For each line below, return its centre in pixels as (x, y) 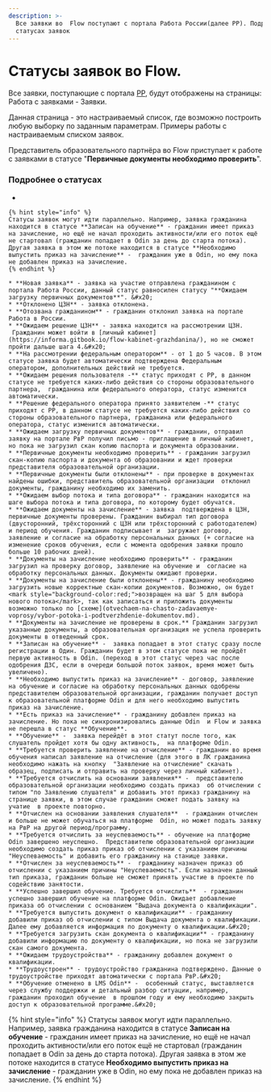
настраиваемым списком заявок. (66, 135)
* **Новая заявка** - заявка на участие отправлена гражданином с (122, 283)
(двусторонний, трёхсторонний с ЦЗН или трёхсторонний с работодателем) (133, 523)
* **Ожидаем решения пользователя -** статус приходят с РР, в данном (129, 375)
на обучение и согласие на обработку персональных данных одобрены (124, 686)
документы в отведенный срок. (59, 637)
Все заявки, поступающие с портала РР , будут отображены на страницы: (135, 93)
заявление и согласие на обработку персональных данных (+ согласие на (131, 538)
